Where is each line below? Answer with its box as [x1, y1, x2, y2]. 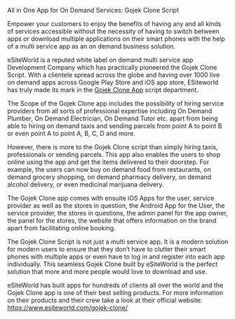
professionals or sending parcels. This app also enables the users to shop [7, 151, 221, 158]
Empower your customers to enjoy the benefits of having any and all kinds [7, 20, 222, 27]
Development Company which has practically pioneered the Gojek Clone [7, 63, 217, 71]
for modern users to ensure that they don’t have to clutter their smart [7, 245, 206, 253]
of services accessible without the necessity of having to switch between [7, 27, 220, 35]
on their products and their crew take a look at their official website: [7, 296, 203, 304]
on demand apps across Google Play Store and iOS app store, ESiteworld [7, 78, 219, 87]
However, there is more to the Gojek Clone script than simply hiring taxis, [7, 143, 218, 151]
